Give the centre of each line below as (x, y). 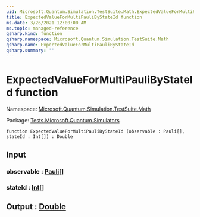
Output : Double (36, 207)
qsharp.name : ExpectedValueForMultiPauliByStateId (70, 45)
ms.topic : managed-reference (42, 28)
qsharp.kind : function (34, 34)
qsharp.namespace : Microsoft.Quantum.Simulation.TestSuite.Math (87, 39)
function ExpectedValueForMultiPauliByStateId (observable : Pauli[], (96, 131)
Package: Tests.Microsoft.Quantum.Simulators (63, 120)
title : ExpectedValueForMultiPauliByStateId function (74, 17)
